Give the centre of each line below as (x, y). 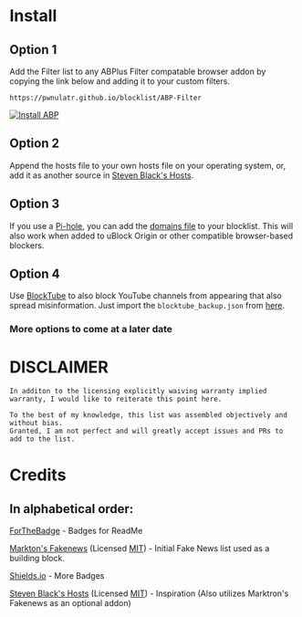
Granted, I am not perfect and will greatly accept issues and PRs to (146, 431)
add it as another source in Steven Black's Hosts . (102, 175)
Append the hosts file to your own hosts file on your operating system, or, (147, 165)
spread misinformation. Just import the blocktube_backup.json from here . (147, 306)
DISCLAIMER (59, 367)
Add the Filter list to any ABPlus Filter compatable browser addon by (138, 71)
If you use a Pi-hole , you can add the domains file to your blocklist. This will (151, 225)
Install (33, 16)
